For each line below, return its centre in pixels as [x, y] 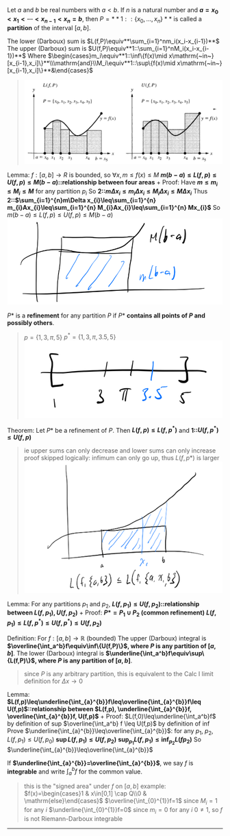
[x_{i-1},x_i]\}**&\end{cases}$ [50, 70]
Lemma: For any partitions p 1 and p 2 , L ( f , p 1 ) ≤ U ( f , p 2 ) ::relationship [103, 605]
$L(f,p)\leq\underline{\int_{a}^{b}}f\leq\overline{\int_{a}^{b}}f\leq [104, 702]
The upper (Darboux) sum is [47, 48]
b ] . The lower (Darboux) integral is [56, 653]
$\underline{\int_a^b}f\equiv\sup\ [155, 653]
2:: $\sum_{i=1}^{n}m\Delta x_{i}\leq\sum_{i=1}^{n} [81, 200]
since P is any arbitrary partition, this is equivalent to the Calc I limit [118, 673]
